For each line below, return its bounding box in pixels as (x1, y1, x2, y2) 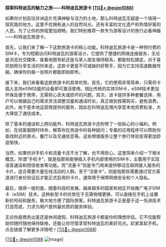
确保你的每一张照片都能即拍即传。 (13, 69, 83, 75)
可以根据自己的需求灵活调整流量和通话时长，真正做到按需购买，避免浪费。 (9, 98, 161, 104)
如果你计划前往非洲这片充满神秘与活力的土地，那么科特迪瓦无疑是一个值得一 (5, 15, 161, 21)
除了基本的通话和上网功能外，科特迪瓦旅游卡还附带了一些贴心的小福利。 (5, 121, 152, 126)
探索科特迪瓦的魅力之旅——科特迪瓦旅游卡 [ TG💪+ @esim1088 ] (5, 5, 134, 10)
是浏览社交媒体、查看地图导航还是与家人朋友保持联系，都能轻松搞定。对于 (5, 57, 157, 62)
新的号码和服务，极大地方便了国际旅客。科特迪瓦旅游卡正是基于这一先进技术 (5, 198, 161, 203)
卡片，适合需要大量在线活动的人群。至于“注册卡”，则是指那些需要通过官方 (5, 168, 157, 174)
